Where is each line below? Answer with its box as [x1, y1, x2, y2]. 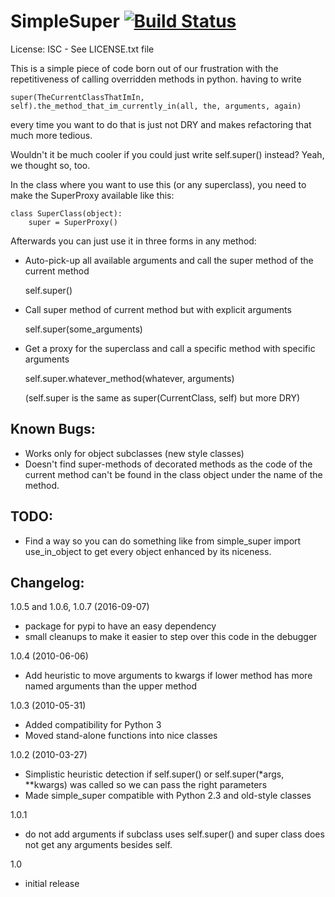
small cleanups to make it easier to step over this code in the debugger [24, 631, 318, 643]
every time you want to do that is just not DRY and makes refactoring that [10, 118, 312, 130]
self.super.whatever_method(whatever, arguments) [24, 372, 235, 384]
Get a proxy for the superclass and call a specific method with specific [24, 342, 316, 354]
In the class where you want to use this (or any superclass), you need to [10, 178, 307, 190]
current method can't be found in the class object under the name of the [24, 468, 323, 480]
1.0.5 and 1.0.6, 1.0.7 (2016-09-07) [10, 601, 150, 613]
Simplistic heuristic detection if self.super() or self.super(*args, [24, 768, 285, 780]
